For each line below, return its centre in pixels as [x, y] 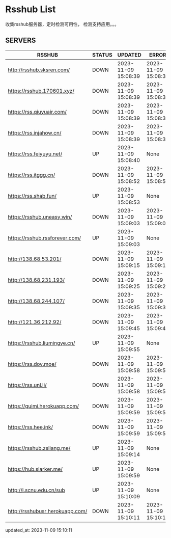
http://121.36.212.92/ [35, 322]
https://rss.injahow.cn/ [35, 132]
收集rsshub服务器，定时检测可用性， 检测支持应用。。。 [62, 24]
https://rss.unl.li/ [27, 385]
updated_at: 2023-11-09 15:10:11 [39, 530]
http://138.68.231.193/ [36, 280]
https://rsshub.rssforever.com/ [45, 238]
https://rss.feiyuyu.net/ [35, 154]
